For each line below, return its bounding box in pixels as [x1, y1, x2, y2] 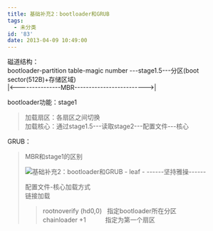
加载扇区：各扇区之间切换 [24, 113, 100, 122]
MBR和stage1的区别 [24, 153, 83, 161]
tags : [7, 17, 24, 24]
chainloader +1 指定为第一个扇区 [42, 215, 155, 225]
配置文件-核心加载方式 [24, 183, 91, 191]
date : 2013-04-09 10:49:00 [7, 37, 88, 44]
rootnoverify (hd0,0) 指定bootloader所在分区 [42, 207, 177, 215]
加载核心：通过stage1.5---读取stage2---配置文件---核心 [24, 122, 189, 130]
